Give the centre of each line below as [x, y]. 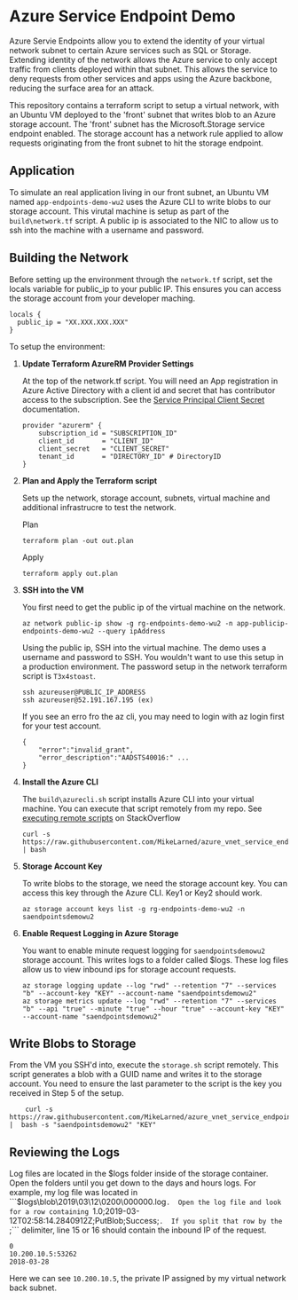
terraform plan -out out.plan [78, 540]
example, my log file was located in [74, 1193]
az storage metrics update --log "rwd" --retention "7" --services [149, 1001]
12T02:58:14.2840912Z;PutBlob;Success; [84, 1221]
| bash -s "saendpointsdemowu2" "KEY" [83, 1125]
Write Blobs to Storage [73, 1043]
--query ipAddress [131, 631]
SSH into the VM [53, 590]
